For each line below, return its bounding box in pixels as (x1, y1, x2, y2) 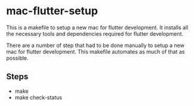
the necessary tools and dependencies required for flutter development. (6, 30, 184, 37)
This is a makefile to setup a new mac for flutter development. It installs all (6, 24, 189, 31)
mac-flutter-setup (6, 4, 98, 18)
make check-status (14, 93, 63, 101)
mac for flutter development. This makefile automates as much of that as (6, 48, 185, 55)
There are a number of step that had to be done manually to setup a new (6, 42, 185, 49)
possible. (6, 54, 29, 61)
